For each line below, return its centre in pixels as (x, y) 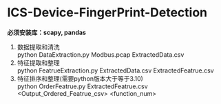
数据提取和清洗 (38, 47)
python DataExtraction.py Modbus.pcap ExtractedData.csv (101, 54)
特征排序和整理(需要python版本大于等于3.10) (80, 78)
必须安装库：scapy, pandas (46, 32)
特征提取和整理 (38, 62)
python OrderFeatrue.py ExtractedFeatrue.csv (82, 86)
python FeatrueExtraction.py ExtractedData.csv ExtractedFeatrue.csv (116, 70)
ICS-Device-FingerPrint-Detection (107, 13)
